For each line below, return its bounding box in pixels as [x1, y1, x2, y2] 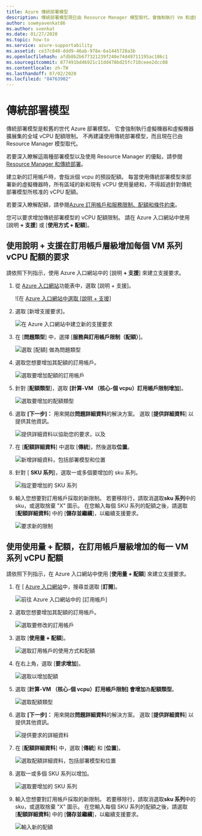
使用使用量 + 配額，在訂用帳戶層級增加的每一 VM [6, 542, 189, 552]
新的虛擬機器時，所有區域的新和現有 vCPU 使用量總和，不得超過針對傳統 [11, 181, 192, 188]
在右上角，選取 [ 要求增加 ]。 [14, 659, 84, 667]
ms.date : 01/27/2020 [6, 31, 58, 37]
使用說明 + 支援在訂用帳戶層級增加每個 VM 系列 [6, 240, 183, 251]
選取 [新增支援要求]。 [14, 307, 68, 315]
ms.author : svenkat [6, 25, 55, 32]
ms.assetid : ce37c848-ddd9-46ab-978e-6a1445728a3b [6, 48, 136, 54]
